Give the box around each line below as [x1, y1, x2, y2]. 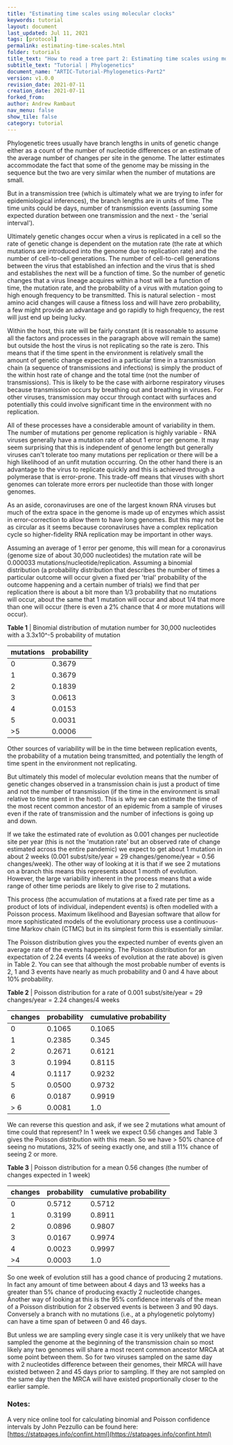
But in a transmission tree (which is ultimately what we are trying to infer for [7, 189, 223, 198]
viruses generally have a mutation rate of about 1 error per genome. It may [7, 435, 220, 444]
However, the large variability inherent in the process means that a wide [7, 874, 212, 883]
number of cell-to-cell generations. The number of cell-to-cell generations [7, 254, 220, 262]
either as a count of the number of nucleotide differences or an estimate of [7, 146, 221, 155]
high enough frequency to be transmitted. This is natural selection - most [7, 291, 216, 299]
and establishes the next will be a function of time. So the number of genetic [7, 268, 225, 277]
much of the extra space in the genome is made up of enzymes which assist [7, 508, 225, 517]
